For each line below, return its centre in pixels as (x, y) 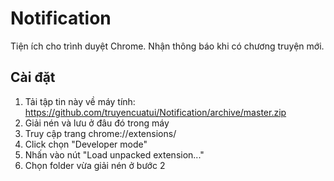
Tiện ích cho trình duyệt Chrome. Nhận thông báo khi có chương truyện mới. (167, 46)
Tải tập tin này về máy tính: (80, 101)
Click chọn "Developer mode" (86, 144)
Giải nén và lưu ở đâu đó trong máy (97, 123)
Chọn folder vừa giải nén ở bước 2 (95, 165)
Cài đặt (33, 77)
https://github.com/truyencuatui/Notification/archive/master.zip (155, 112)
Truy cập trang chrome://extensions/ (100, 133)
